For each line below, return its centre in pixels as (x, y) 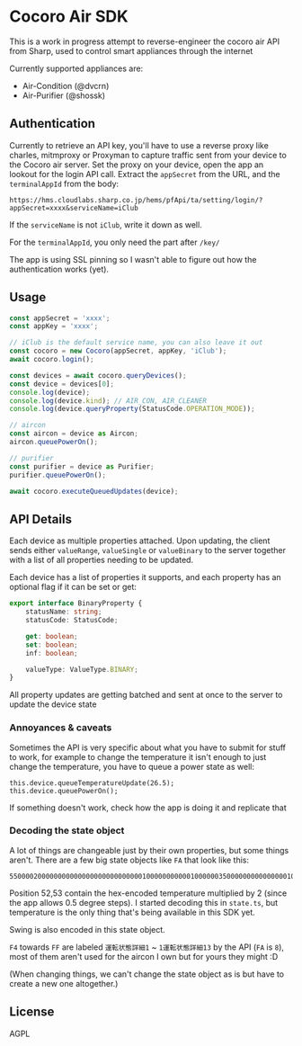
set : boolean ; (52, 645)
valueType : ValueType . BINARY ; (82, 669)
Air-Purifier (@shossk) (64, 95)
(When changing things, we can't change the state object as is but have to (147, 974)
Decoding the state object (67, 831)
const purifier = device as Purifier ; (82, 466)
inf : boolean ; (52, 653)
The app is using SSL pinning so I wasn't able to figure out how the (133, 259)
